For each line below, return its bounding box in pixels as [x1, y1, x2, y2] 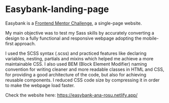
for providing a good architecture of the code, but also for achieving [5, 71, 146, 77]
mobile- [142, 35, 159, 41]
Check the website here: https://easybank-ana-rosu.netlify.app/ [5, 92, 138, 98]
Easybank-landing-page [5, 4, 109, 15]
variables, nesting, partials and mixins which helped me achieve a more [5, 55, 154, 61]
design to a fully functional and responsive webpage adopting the [5, 35, 142, 41]
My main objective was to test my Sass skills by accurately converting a [5, 30, 154, 36]
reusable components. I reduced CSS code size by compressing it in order [5, 77, 160, 83]
